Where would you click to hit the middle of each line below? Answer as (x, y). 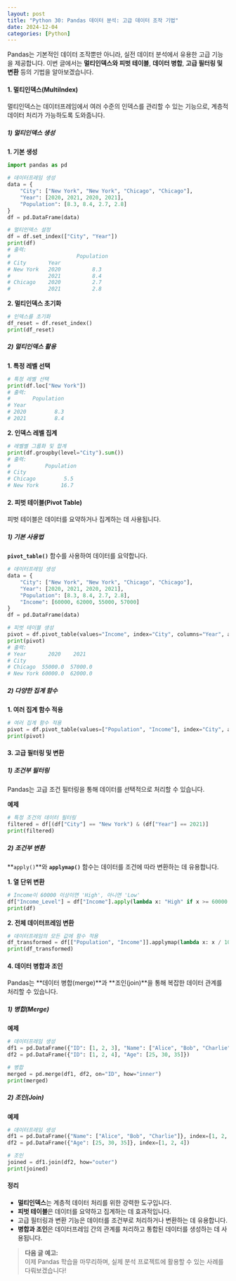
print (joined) (28, 1169)
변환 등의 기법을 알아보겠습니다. (51, 72)
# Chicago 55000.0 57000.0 (50, 667)
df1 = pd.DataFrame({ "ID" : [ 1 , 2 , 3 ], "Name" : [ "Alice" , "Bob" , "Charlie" (119, 1048)
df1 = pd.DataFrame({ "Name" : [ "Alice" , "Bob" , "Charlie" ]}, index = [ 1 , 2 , (118, 1136)
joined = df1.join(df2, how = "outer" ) (63, 1163)
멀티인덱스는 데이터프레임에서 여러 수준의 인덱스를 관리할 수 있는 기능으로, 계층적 (118, 106)
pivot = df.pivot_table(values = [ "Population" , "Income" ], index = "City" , (116, 730)
